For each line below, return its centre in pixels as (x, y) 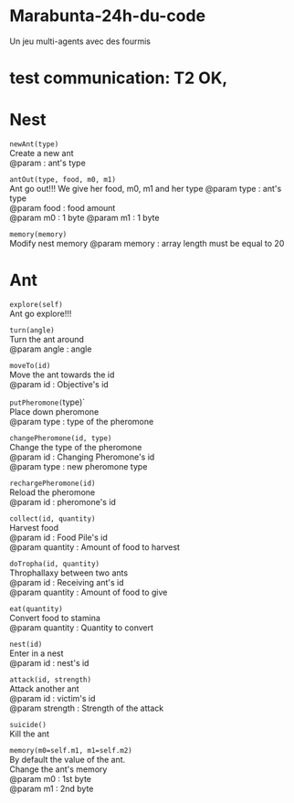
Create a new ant (42, 153)
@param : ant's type (48, 163)
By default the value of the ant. (68, 760)
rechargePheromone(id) (52, 483)
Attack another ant (44, 689)
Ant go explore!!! (41, 313)
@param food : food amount (63, 208)
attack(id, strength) (51, 680)
